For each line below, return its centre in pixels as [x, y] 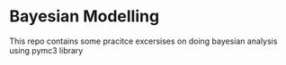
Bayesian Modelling [85, 16]
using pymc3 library [46, 50]
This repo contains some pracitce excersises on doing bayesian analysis [143, 41]
